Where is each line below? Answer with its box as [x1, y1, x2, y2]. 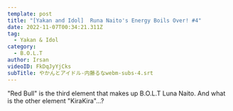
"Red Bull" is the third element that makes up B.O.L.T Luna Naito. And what [7, 89, 226, 98]
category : [7, 43, 37, 50]
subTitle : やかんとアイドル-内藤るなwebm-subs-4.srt [7, 69, 154, 76]
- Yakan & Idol [13, 37, 59, 44]
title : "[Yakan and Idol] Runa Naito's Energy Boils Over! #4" [7, 17, 202, 24]
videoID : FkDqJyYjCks [7, 63, 72, 70]
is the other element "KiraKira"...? [7, 96, 104, 105]
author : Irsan [7, 57, 50, 64]
